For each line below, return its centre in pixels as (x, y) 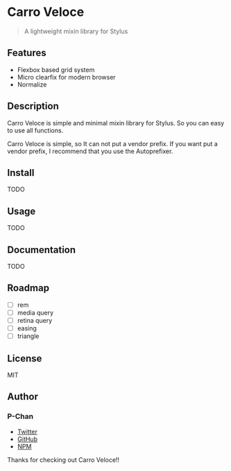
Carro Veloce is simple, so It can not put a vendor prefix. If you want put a (113, 143)
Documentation (42, 250)
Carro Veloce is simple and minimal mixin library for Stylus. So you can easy (116, 123)
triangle (28, 336)
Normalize (32, 85)
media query (35, 312)
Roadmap (28, 288)
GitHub (27, 439)
